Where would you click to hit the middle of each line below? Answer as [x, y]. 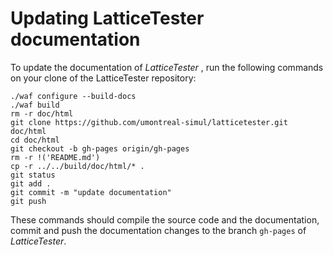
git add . [31, 183]
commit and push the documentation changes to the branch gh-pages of [158, 230]
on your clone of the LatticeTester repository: [103, 78]
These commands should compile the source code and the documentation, [165, 219]
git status [33, 175]
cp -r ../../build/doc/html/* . [77, 166]
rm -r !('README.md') [55, 157]
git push [28, 201]
